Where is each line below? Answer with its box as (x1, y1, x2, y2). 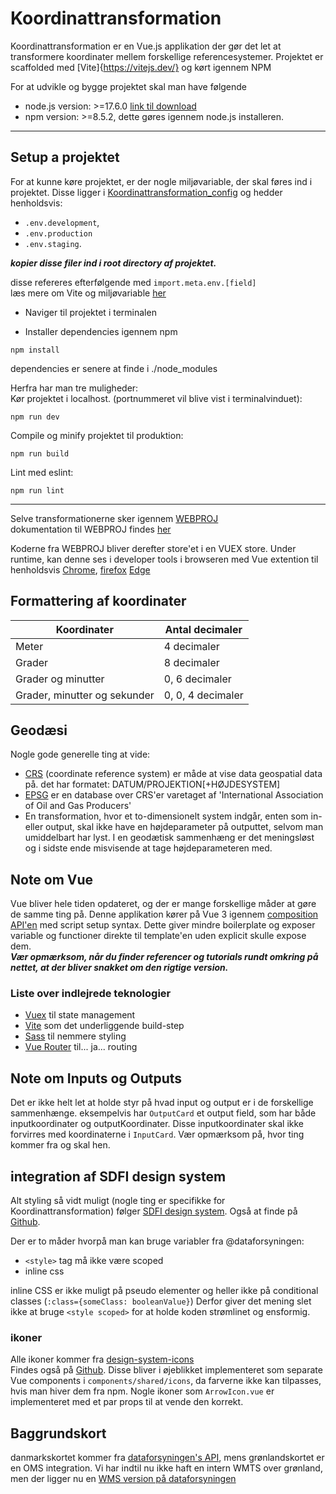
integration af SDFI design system (10, 1168, 227, 1185)
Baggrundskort (10, 1425, 107, 1442)
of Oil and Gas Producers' (24, 800, 132, 812)
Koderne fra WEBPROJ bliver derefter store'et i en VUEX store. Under (10, 542, 297, 554)
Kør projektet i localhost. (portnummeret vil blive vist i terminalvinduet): (10, 392, 303, 404)
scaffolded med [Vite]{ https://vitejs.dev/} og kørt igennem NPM (10, 61, 272, 73)
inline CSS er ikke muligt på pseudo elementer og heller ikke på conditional (10, 1285, 319, 1297)
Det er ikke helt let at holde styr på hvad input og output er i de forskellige (10, 1097, 314, 1109)
